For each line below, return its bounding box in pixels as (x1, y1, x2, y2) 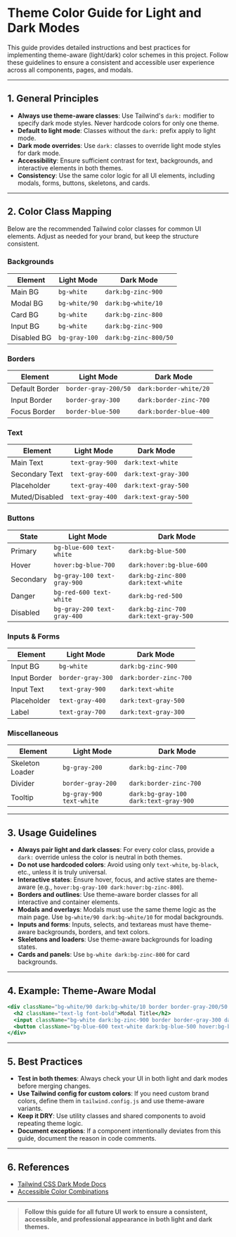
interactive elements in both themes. (17, 163, 124, 172)
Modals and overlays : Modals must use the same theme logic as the (17, 905, 216, 914)
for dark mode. (17, 149, 61, 157)
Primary (11, 546, 37, 555)
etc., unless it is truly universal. (17, 868, 107, 877)
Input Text (11, 684, 44, 694)
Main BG (11, 287, 39, 296)
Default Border (11, 384, 60, 394)
